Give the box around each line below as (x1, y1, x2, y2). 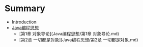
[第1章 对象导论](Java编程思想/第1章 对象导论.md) (19, 31, 119, 36)
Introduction (11, 19, 37, 25)
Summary (4, 3, 45, 14)
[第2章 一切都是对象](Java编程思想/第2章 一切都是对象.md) (19, 37, 139, 43)
